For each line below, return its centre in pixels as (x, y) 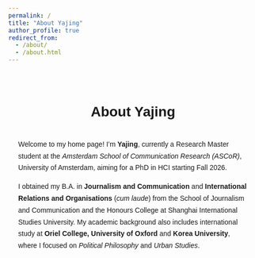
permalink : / (30, 15)
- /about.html (38, 52)
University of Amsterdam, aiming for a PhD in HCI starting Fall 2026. (123, 168)
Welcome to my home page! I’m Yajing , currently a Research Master (124, 144)
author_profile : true (44, 30)
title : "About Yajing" (46, 23)
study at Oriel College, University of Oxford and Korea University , (124, 234)
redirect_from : (33, 38)
